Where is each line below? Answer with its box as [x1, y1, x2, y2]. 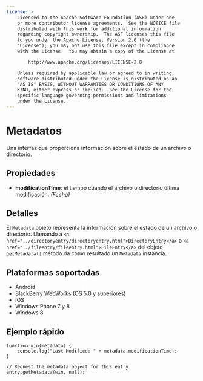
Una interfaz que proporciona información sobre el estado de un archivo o [6, 144, 191, 151]
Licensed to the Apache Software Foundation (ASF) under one [17, 15, 175, 21]
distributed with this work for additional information [17, 25, 162, 32]
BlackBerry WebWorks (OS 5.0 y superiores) [15, 290, 126, 297]
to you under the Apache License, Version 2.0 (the [17, 37, 150, 43]
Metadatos [6, 125, 62, 138]
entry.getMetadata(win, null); [6, 370, 85, 376]
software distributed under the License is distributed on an [17, 76, 178, 82]
